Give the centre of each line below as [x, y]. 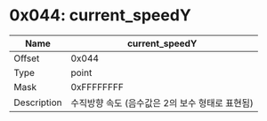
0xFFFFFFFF [97, 87]
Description [38, 102]
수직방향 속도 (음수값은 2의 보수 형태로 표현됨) [162, 102]
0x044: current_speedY [100, 15]
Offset [27, 58]
